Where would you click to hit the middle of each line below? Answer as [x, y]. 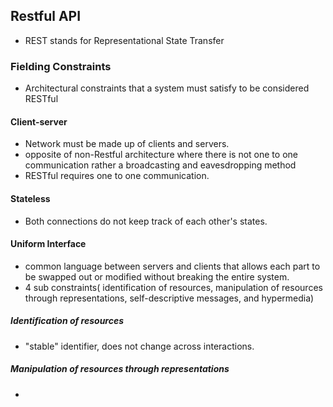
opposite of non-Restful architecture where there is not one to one [161, 155]
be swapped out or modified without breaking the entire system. [157, 276]
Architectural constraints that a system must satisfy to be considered [167, 88]
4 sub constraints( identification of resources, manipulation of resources [173, 287]
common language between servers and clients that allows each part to [172, 266]
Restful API [46, 16]
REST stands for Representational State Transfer [124, 40]
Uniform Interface [48, 244]
